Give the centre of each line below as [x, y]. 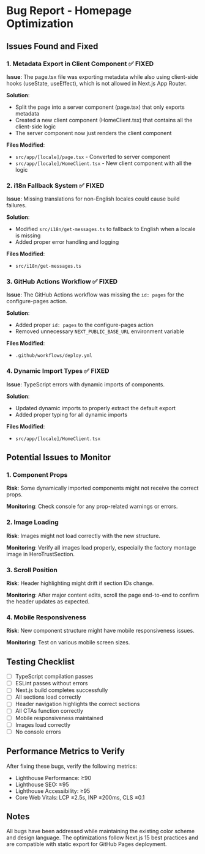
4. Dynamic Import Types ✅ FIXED [58, 371]
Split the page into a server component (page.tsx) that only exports [100, 107]
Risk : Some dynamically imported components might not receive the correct [102, 488]
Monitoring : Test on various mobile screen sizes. [68, 642]
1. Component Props [37, 475]
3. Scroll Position [32, 570]
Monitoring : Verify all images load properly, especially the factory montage [101, 547]
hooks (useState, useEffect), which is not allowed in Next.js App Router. [96, 83]
